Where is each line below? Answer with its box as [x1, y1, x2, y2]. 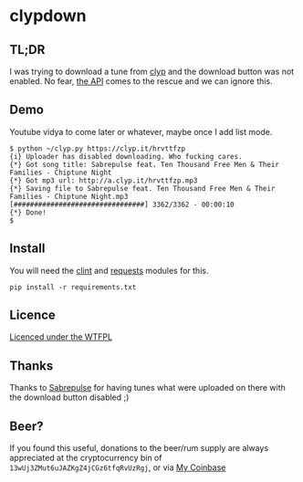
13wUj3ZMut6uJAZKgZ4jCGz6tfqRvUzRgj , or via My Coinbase [9, 462, 226, 473]
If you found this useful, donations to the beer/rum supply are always [9, 443, 269, 454]
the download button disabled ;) [9, 392, 130, 403]
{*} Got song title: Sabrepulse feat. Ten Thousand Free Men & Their [9, 160, 280, 169]
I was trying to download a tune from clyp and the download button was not [9, 66, 295, 77]
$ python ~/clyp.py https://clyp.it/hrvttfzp [9, 143, 185, 153]
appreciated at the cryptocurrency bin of [9, 453, 162, 464]
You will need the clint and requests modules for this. [9, 265, 209, 276]
